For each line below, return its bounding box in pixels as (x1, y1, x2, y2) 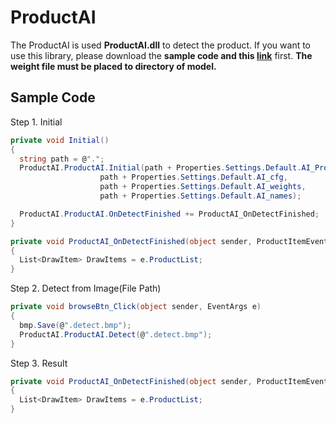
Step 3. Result (10, 357, 68, 369)
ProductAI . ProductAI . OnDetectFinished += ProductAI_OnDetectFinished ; (19, 209, 320, 219)
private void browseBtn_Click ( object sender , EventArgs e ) (10, 302, 262, 312)
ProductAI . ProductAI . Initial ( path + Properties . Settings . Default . (19, 163, 302, 173)
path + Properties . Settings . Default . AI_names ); (99, 191, 302, 201)
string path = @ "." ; (19, 154, 105, 164)
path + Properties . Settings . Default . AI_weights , (99, 182, 307, 192)
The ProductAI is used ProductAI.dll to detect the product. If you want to (10, 39, 312, 51)
